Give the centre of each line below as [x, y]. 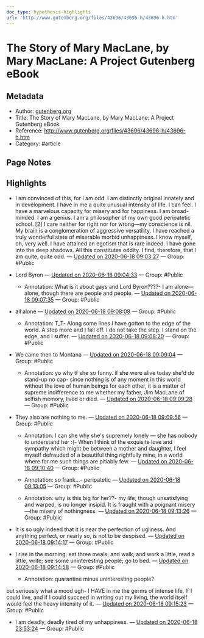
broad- [180, 211]
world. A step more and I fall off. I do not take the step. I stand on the [110, 330]
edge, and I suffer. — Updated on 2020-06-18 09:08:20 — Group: [107, 336]
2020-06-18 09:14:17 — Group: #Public [64, 542]
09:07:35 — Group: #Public [65, 299]
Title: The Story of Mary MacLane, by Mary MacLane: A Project [94, 117]
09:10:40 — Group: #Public [65, 468]
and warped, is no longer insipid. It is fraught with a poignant [100, 504]
